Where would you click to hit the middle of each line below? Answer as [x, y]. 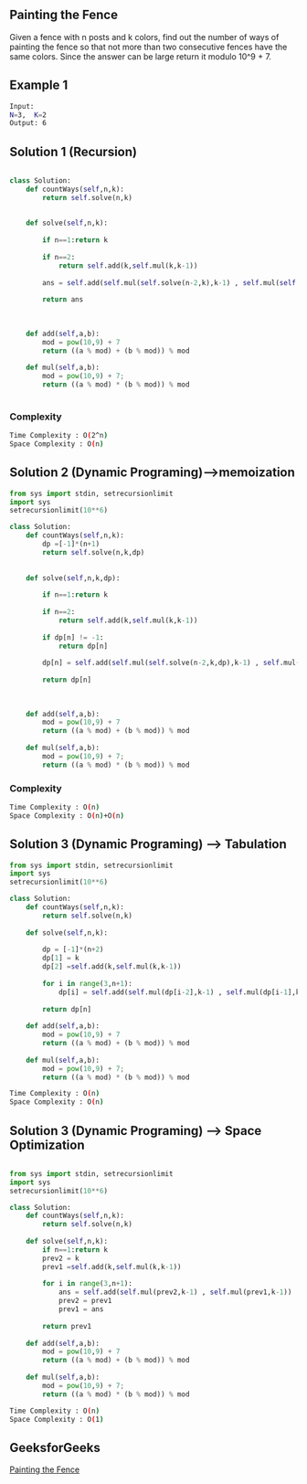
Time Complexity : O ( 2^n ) [58, 436]
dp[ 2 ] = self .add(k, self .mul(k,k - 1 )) [112, 967]
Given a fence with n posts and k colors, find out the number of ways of [144, 37]
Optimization [47, 1145]
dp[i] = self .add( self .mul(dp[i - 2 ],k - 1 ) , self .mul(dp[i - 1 [173, 992]
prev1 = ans [81, 1309]
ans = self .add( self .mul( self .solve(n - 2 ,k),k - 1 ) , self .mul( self [169, 282]
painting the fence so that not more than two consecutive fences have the [148, 47]
